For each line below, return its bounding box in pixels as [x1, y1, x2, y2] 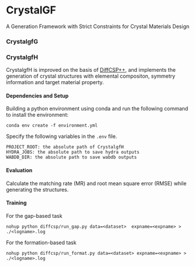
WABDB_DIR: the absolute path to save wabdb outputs [6, 154, 137, 161]
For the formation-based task [6, 239, 77, 246]
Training [6, 199, 27, 206]
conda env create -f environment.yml [6, 123, 98, 129]
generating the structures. [6, 186, 69, 193]
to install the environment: [6, 112, 69, 119]
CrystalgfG [6, 37, 39, 46]
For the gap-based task [6, 212, 62, 219]
